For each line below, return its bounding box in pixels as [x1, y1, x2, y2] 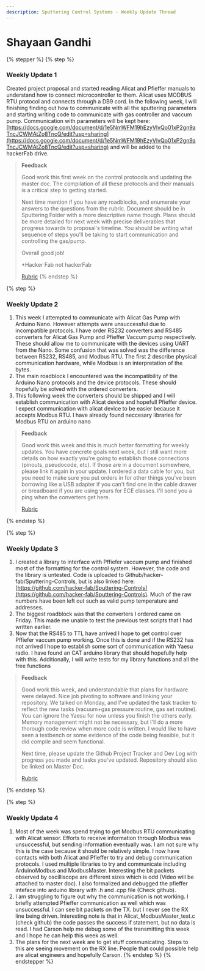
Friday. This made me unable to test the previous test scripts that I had [15, 617, 193, 624]
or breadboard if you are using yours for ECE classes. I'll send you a [21, 487, 192, 494]
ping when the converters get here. [21, 494, 110, 501]
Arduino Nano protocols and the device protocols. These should [15, 379, 176, 386]
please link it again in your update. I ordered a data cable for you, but [21, 467, 195, 475]
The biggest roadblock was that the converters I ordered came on [15, 610, 181, 618]
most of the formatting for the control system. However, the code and [15, 565, 190, 572]
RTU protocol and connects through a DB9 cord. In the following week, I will [6, 97, 197, 105]
